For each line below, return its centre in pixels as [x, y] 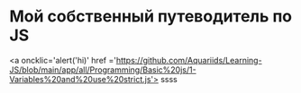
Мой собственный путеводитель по [151, 17]
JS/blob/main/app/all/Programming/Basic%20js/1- [103, 70]
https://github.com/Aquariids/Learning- [189, 60]
